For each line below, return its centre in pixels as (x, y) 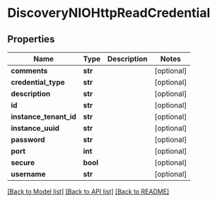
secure (23, 162)
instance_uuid (35, 128)
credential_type (38, 82)
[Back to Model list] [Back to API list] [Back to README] (88, 191)
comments (29, 71)
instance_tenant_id (43, 117)
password (28, 139)
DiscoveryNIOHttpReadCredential (109, 13)
